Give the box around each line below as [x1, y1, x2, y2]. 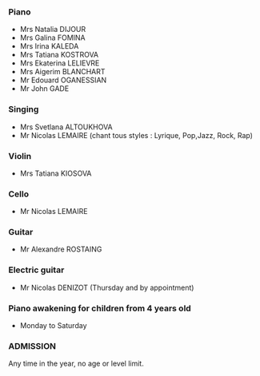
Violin [8, 150, 32, 161]
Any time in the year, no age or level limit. [8, 358, 144, 369]
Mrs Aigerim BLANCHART [19, 67, 106, 77]
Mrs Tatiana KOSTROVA [19, 50, 99, 60]
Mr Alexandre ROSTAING [19, 244, 102, 254]
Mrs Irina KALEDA [19, 42, 79, 51]
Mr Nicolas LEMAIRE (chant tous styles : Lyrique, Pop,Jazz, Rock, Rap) [19, 130, 254, 140]
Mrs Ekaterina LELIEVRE [19, 58, 100, 68]
